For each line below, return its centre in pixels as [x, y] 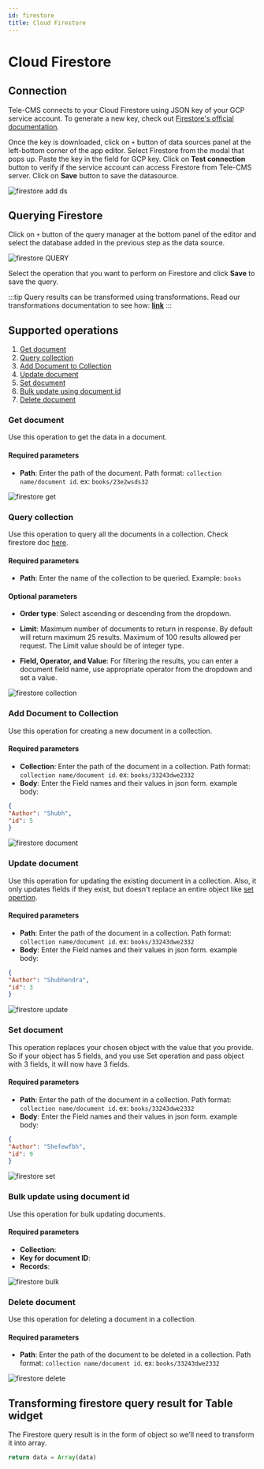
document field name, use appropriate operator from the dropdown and [136, 669]
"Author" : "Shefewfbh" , [47, 1146]
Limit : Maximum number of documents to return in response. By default [136, 629]
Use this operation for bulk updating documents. [87, 1214]
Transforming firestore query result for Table [121, 1403]
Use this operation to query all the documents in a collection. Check [118, 534]
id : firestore [32, 15]
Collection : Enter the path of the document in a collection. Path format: [135, 766]
